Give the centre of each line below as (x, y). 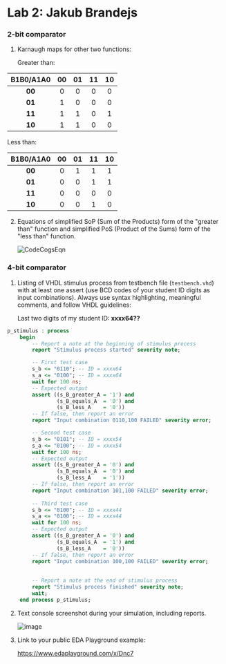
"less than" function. (46, 236)
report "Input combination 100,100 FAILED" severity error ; (120, 561)
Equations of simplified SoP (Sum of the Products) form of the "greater (118, 222)
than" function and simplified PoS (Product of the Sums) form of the (114, 229)
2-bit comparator (37, 35)
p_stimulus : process (38, 331)
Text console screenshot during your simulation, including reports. (112, 613)
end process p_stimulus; (55, 600)
